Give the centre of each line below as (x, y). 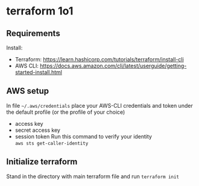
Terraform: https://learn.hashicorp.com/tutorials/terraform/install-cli (99, 59)
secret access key (37, 130)
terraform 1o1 (40, 11)
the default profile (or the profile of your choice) (66, 112)
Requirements (33, 33)
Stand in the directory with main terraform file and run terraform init (93, 176)
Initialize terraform (42, 162)
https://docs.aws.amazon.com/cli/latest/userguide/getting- (113, 66)
